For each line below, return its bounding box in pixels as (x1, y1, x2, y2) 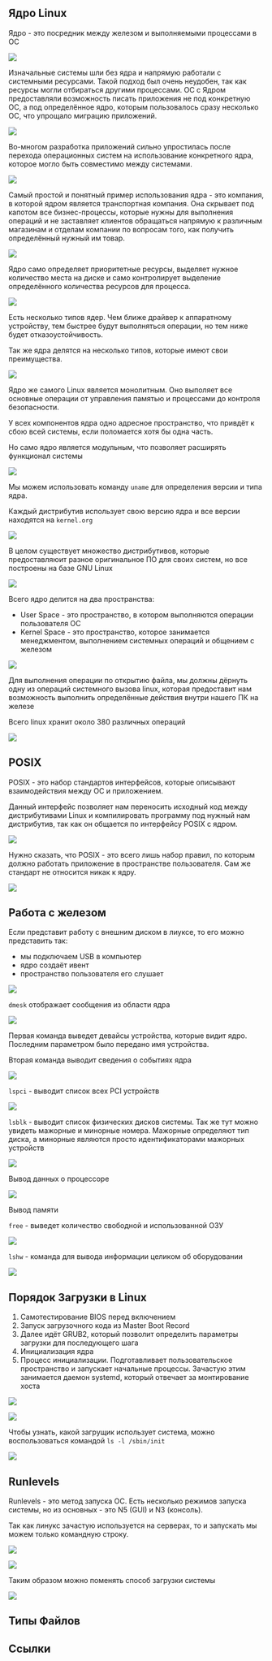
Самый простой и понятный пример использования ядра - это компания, (8, 190, 265, 200)
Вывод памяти (8, 1205, 58, 1215)
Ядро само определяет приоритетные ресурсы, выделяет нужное (8, 264, 239, 274)
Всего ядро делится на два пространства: (8, 594, 155, 603)
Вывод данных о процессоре (8, 1174, 110, 1184)
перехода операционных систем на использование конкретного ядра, (8, 150, 254, 160)
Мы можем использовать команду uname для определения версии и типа (8, 482, 262, 491)
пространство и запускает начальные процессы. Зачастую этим (19, 1364, 246, 1373)
